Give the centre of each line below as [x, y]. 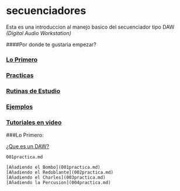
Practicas [20, 75]
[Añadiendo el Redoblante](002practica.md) [60, 172]
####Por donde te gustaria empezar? [51, 44]
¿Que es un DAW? [28, 146]
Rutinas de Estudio [33, 91]
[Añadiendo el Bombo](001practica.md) [53, 167]
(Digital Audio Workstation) [39, 33]
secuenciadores [46, 11]
